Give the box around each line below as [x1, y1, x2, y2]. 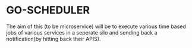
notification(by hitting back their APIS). [6, 35, 101, 42]
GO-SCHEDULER [6, 4, 90, 17]
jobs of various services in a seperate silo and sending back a [6, 29, 158, 36]
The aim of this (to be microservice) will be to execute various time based [6, 23, 186, 30]
